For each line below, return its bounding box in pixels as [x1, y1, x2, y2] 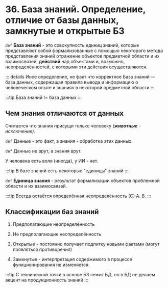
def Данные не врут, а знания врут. [5, 148, 82, 154]
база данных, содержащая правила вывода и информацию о [5, 79, 138, 85]
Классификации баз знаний [5, 207, 99, 216]
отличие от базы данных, [5, 14, 119, 26]
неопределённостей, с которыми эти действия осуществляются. [5, 64, 148, 70]
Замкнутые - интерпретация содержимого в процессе [12, 256, 133, 262]
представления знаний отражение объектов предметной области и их [5, 53, 160, 59]
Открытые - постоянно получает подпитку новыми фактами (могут [12, 241, 160, 247]
